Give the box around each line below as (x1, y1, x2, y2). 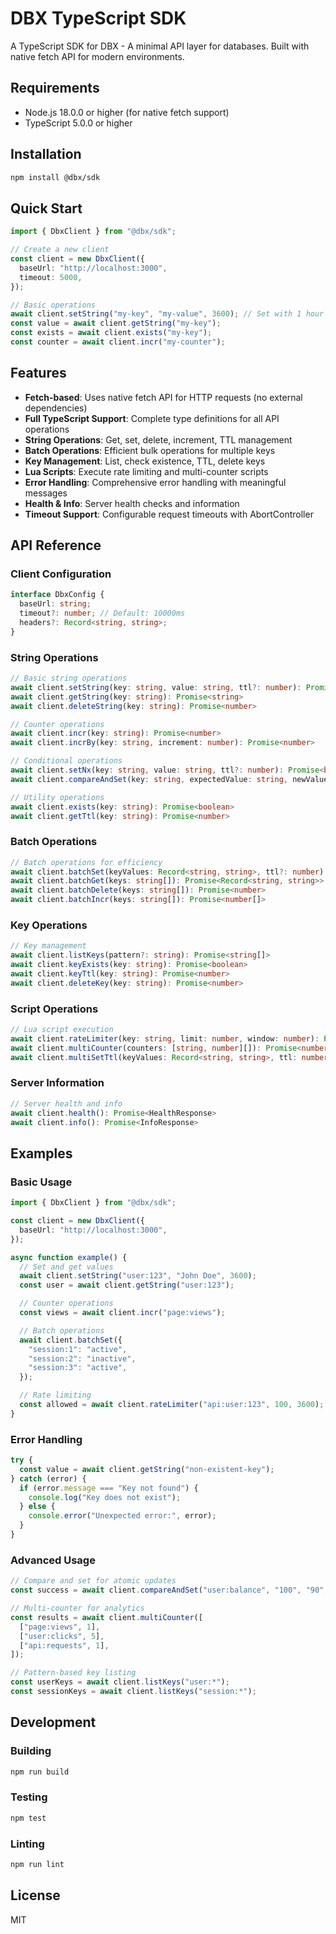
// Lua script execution (10, 1025, 114, 1035)
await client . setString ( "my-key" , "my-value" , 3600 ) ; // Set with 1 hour (10, 309, 325, 319)
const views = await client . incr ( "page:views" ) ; (19, 1308, 226, 1318)
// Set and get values (19, 1262, 114, 1272)
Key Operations (10, 918, 88, 932)
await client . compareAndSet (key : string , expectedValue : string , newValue (10, 774, 329, 784)
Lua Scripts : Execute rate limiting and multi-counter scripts (24, 465, 269, 477)
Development (10, 1714, 97, 1731)
